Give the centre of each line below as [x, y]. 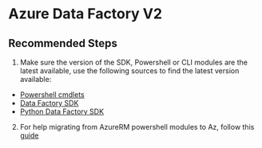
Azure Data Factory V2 [85, 14]
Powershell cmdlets [52, 95]
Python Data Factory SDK [62, 111]
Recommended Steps [63, 43]
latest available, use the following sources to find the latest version [129, 71]
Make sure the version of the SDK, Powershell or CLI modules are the [133, 62]
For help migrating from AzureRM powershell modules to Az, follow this [137, 127]
